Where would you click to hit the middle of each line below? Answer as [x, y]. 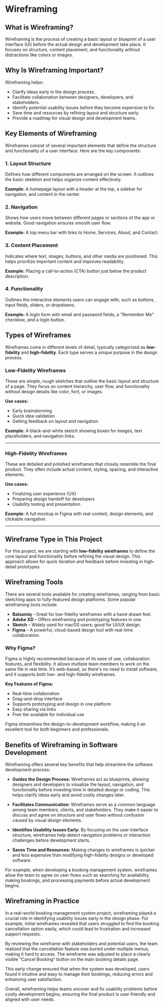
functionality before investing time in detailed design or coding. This [81, 789]
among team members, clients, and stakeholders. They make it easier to [85, 810]
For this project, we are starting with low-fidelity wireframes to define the [80, 551]
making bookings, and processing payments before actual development [78, 880]
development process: [28, 769]
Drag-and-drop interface [37, 699]
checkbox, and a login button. [35, 320]
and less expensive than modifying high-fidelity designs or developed [83, 855]
